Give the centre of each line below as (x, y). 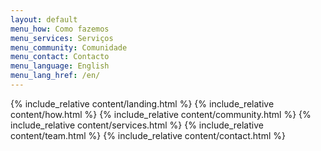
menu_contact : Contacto (60, 57)
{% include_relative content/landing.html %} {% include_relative (142, 103)
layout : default (44, 19)
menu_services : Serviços (62, 38)
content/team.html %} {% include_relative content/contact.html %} (148, 135)
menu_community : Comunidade (69, 47)
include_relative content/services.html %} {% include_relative (137, 125)
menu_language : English (60, 66)
